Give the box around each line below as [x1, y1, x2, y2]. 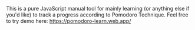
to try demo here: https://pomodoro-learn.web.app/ [6, 18, 131, 24]
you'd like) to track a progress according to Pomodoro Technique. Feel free [6, 11, 189, 18]
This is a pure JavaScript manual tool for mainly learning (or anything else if [6, 5, 190, 12]
